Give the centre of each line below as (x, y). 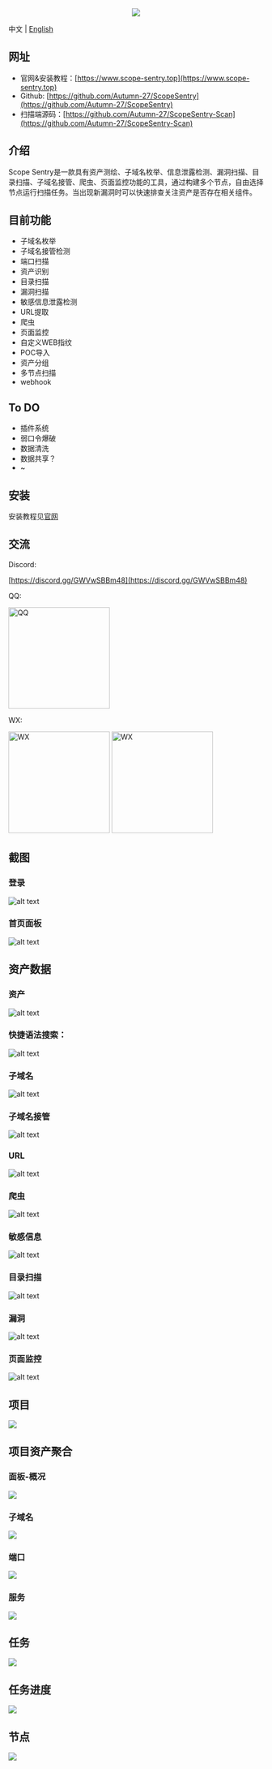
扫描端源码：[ (43, 114)
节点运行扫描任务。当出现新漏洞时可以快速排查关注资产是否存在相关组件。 (132, 192)
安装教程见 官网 (33, 516)
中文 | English (31, 29)
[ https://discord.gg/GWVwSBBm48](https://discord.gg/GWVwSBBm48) (128, 580)
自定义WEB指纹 (46, 342)
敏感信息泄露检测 (49, 302)
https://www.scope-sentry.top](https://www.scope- (163, 78)
